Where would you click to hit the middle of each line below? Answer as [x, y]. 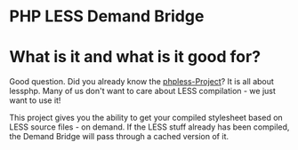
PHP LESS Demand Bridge [107, 16]
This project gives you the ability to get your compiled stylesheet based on [146, 118]
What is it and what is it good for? [135, 57]
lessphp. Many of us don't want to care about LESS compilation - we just [142, 91]
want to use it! [35, 100]
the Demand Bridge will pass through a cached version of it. [119, 137]
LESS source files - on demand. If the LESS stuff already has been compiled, [149, 127]
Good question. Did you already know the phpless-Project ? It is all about [141, 82]
